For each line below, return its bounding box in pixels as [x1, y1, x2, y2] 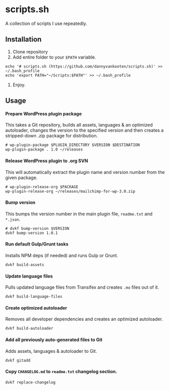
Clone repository [12, 48, 48, 54]
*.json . [5, 216, 20, 222]
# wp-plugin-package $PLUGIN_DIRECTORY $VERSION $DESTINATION [5, 142, 140, 148]
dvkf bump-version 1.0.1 [5, 230, 58, 235]
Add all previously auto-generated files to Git [5, 337, 103, 343]
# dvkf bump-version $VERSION [5, 226, 70, 231]
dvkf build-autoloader [5, 326, 53, 331]
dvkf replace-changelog [5, 380, 56, 385]
